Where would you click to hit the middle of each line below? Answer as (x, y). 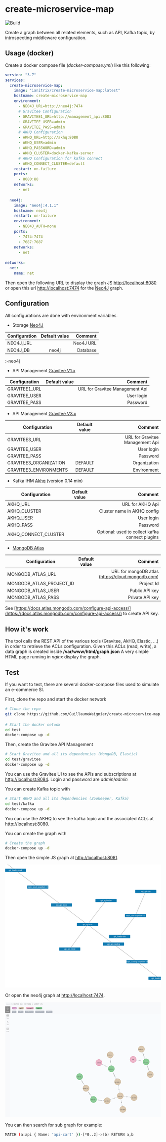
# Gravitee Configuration (45, 111)
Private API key (143, 597)
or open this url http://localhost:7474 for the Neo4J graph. (64, 288)
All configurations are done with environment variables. (61, 315)
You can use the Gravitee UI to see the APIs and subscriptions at (71, 774)
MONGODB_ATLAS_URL (32, 574)
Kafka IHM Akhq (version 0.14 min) (47, 481)
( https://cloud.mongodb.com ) (129, 577)
